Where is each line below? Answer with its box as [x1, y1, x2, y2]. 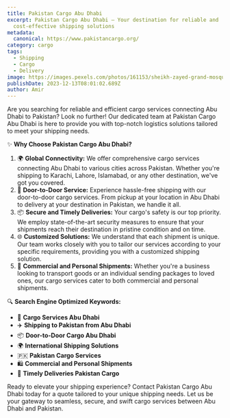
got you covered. [16, 179, 66, 187]
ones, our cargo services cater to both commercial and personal [16, 276, 199, 285]
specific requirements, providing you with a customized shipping [16, 248, 200, 256]
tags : [7, 49, 23, 55]
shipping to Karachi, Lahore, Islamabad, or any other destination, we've [16, 172, 218, 180]
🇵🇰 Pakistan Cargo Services [16, 352, 101, 360]
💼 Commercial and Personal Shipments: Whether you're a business [16, 262, 210, 270]
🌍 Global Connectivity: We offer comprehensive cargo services [16, 155, 200, 163]
